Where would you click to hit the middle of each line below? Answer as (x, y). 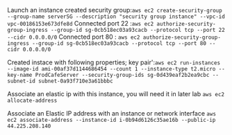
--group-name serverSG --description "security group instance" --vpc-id (116, 17)
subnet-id (22, 81)
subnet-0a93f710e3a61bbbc (75, 81)
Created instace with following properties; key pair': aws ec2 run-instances (114, 62)
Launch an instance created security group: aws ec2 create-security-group (115, 10)
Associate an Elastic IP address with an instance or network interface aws (112, 113)
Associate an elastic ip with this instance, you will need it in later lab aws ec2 (116, 94)
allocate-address (32, 100)
